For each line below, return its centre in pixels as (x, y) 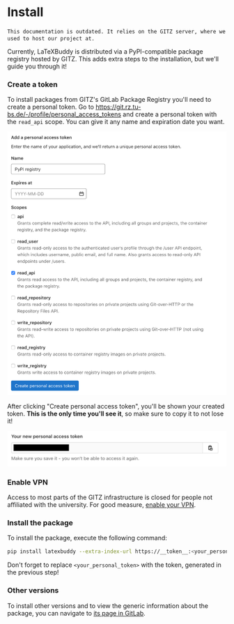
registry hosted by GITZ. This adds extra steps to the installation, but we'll (113, 59)
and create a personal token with (170, 114)
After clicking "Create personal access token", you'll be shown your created (116, 406)
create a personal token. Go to (51, 107)
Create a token (32, 84)
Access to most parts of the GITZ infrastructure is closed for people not (110, 497)
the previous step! (33, 572)
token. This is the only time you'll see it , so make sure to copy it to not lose (116, 413)
